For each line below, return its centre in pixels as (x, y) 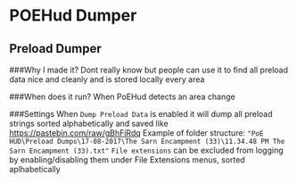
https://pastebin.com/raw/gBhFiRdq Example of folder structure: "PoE (136, 133)
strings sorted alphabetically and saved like (89, 123)
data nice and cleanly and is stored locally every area (107, 79)
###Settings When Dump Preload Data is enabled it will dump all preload (141, 114)
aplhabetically (35, 169)
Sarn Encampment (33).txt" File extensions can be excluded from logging (146, 150)
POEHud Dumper (73, 16)
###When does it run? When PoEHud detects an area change (122, 96)
